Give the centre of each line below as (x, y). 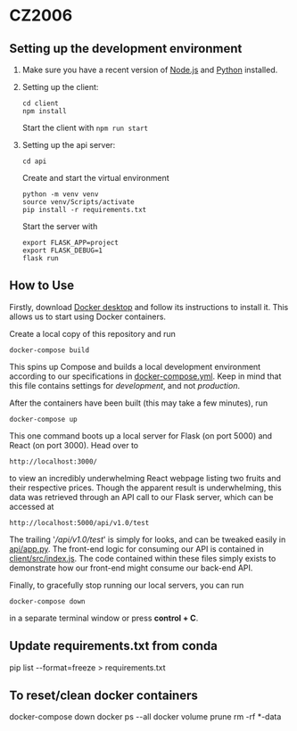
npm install (44, 111)
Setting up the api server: (69, 145)
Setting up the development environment (126, 49)
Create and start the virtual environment (95, 178)
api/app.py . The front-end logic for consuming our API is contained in (137, 548)
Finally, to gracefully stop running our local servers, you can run (127, 585)
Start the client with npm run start (85, 127)
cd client (41, 103)
